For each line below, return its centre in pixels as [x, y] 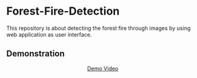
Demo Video [103, 68]
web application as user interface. [49, 34]
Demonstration [36, 54]
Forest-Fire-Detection [63, 11]
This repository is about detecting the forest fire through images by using [98, 28]
